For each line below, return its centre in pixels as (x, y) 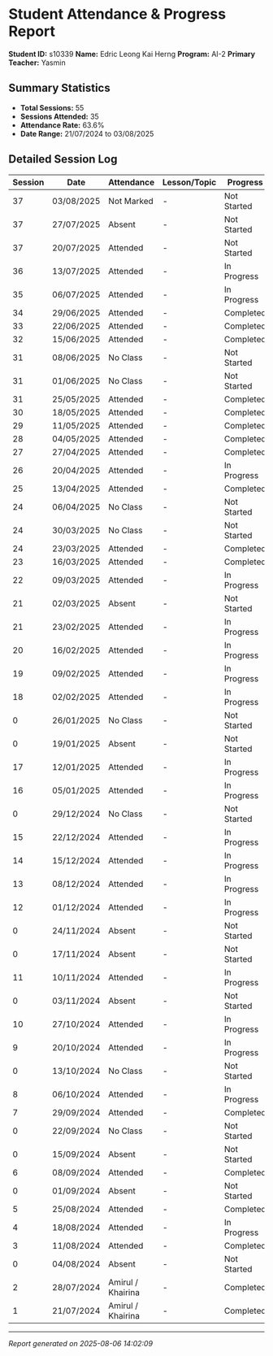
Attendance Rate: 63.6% (62, 125)
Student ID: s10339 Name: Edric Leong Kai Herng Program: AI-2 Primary (132, 54)
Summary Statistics (60, 88)
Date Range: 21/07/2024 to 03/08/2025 (87, 133)
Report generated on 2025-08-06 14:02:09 (80, 1343)
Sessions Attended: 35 (59, 116)
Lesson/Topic (189, 182)
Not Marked (131, 201)
